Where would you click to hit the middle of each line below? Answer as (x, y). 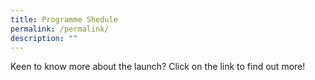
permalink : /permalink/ (60, 29)
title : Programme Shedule (64, 19)
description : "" (44, 38)
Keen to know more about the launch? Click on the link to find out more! (158, 67)
